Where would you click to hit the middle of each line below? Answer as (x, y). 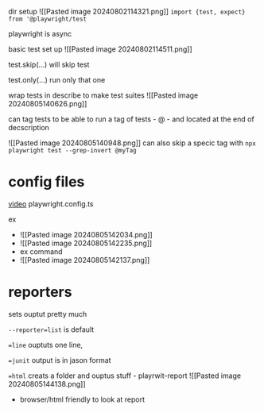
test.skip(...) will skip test (49, 64)
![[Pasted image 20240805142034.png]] (86, 234)
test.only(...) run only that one (57, 80)
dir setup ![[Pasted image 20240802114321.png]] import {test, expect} (127, 12)
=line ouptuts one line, (46, 345)
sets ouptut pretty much (48, 314)
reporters (40, 292)
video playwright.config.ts (51, 204)
